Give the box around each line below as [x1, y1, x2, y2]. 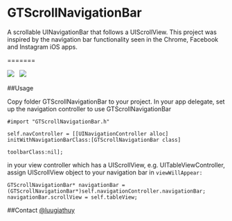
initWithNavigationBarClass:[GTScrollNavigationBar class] [7, 136, 181, 143]
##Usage [7, 83, 34, 92]
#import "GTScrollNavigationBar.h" [7, 118, 110, 125]
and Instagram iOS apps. [7, 42, 78, 51]
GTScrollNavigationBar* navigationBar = [7, 181, 126, 188]
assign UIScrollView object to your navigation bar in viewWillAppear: [7, 168, 203, 177]
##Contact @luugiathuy [7, 206, 75, 214]
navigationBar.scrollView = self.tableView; [7, 193, 138, 201]
